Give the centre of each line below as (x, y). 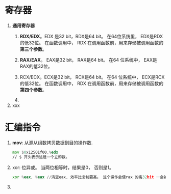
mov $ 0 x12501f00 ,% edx (35, 152)
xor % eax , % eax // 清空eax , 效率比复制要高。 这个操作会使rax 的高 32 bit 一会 (88, 177)
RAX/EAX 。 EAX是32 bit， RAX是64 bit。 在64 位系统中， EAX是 (89, 60)
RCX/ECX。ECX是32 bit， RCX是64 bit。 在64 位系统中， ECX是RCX (92, 77)
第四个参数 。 (33, 90)
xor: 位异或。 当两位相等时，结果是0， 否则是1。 (63, 167)
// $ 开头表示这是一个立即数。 (41, 157)
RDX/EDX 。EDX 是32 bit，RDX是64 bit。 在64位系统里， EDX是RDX (91, 36)
